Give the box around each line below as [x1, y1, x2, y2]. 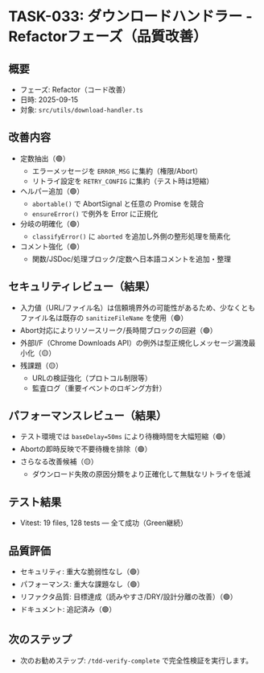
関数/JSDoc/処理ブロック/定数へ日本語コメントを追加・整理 [31, 254, 232, 264]
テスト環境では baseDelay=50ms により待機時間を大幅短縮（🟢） [19, 432, 230, 441]
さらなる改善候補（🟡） [19, 457, 98, 466]
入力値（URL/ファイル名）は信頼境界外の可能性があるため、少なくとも [19, 302, 256, 312]
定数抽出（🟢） [19, 154, 70, 163]
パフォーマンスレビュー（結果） [8, 409, 167, 423]
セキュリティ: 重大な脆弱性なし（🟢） [19, 567, 144, 577]
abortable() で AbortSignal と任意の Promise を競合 [31, 199, 204, 208]
